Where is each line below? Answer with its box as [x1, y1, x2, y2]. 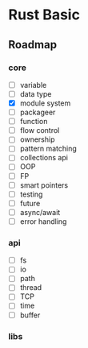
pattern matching [19, 143, 78, 154]
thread [19, 283, 42, 292]
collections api [19, 153, 68, 163]
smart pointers [19, 180, 69, 190]
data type [19, 89, 52, 98]
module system [19, 98, 71, 108]
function [19, 117, 48, 126]
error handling [19, 216, 67, 226]
